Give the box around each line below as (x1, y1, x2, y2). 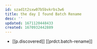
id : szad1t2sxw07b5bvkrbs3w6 (5, 7, 64, 12)
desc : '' (5, 16, 23, 21)
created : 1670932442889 (5, 25, 54, 30)
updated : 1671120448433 (5, 20, 54, 26)
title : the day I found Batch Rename (5, 12, 82, 16)
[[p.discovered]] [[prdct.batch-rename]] (12, 38, 93, 44)
